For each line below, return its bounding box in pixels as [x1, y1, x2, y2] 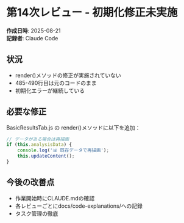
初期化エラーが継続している [15, 87, 85, 94]
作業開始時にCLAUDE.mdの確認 [15, 194, 95, 202]
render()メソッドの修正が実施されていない [15, 71, 122, 79]
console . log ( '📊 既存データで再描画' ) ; [17, 147, 110, 153]
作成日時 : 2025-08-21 [6, 27, 61, 34]
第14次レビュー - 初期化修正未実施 [6, 5, 178, 20]
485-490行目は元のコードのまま [15, 79, 97, 86]
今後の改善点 [6, 177, 55, 188]
